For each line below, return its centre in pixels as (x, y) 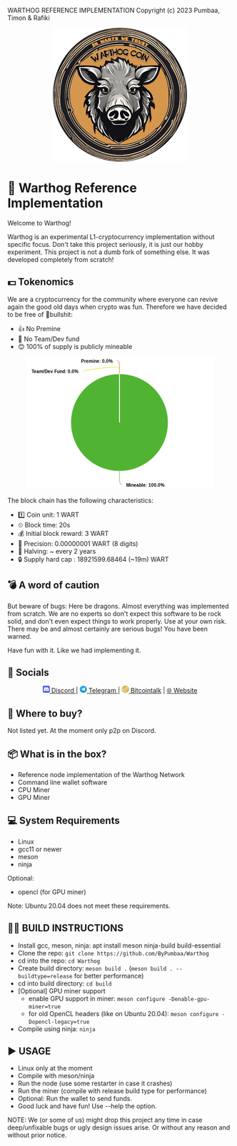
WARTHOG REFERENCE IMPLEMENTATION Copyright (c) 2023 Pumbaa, (114, 10)
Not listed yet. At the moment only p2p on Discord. (82, 731)
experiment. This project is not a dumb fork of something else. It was (109, 252)
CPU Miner (34, 790)
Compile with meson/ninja (56, 1076)
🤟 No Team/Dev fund (49, 339)
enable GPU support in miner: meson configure (97, 998)
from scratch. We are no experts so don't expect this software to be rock (114, 614)
